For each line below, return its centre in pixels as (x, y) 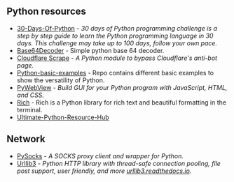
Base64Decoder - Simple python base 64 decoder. (90, 50)
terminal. (29, 109)
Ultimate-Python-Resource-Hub (63, 117)
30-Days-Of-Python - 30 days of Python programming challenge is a (117, 28)
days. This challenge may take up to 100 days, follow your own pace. (117, 43)
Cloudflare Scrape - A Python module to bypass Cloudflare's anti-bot (117, 58)
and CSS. (30, 95)
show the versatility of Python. (61, 80)
